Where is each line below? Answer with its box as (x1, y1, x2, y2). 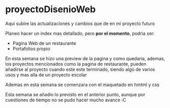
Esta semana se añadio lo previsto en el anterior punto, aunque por (5, 91, 146, 97)
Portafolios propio (12, 45, 51, 51)
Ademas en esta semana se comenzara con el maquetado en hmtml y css (5, 82, 160, 88)
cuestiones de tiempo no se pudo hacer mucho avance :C (5, 97, 126, 103)
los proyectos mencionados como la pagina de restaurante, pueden (5, 61, 147, 67)
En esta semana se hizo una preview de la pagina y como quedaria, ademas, (5, 55, 165, 62)
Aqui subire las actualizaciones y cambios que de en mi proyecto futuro (5, 20, 155, 26)
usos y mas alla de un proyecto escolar (5, 71, 87, 77)
